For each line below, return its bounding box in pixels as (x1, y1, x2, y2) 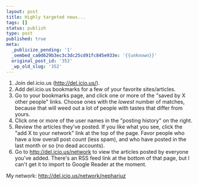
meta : (6, 42, 20, 48)
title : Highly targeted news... (6, 14, 86, 20)
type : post (6, 31, 33, 37)
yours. (14, 111, 31, 118)
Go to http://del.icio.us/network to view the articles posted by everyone (14, 148, 189, 156)
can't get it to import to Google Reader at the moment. (14, 161, 147, 168)
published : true (6, 36, 46, 42)
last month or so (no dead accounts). (14, 142, 105, 149)
